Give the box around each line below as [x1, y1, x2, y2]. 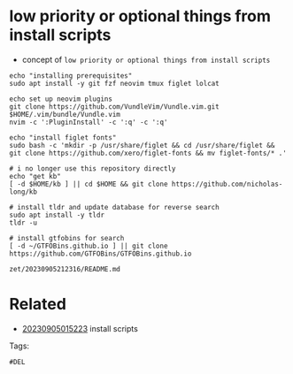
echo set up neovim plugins [9, 95, 113, 103]
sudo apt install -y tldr [9, 210, 104, 219]
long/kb [9, 187, 38, 196]
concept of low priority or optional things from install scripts [21, 54, 271, 65]
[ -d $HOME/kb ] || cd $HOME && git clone [9, 179, 168, 188]
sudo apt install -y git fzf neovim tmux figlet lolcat [9, 79, 220, 88]
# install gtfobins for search [9, 233, 125, 242]
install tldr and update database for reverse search [17, 202, 220, 211]
